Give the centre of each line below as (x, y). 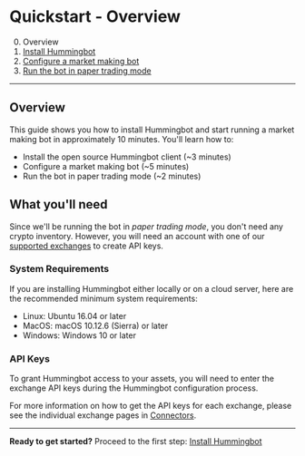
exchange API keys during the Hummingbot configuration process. (134, 388)
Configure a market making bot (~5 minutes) (106, 166)
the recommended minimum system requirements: (103, 298)
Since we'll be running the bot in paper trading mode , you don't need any (147, 226)
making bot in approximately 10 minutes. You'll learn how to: (122, 139)
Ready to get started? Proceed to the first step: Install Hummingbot (136, 441)
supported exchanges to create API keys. (86, 246)
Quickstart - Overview (95, 17)
